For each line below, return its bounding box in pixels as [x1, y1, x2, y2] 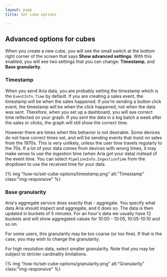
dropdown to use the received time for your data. [5, 161, 106, 167]
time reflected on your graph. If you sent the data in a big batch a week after [5, 114, 162, 120]
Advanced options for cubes [5, 34, 96, 43]
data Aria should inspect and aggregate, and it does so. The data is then [5, 205, 154, 211]
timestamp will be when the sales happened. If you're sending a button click [5, 98, 162, 104]
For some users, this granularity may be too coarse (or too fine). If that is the [5, 231, 162, 237]
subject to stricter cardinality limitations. [5, 251, 88, 257]
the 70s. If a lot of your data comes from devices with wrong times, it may [5, 145, 157, 151]
